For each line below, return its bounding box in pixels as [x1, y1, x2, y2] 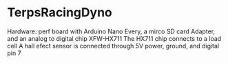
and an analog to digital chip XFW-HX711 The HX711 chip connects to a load [7, 34, 222, 42]
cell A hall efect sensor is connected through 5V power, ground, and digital [7, 42, 220, 50]
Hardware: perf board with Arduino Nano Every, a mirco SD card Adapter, [7, 27, 216, 35]
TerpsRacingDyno [7, 5, 112, 20]
